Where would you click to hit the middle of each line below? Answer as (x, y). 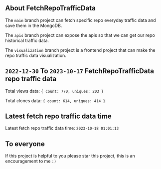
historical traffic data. (27, 40)
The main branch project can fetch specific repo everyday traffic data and (80, 20)
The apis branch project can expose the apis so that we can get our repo (80, 35)
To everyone (25, 144)
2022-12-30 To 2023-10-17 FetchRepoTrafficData (80, 71)
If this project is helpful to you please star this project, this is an (70, 156)
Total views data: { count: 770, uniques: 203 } (54, 91)
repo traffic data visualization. (36, 55)
